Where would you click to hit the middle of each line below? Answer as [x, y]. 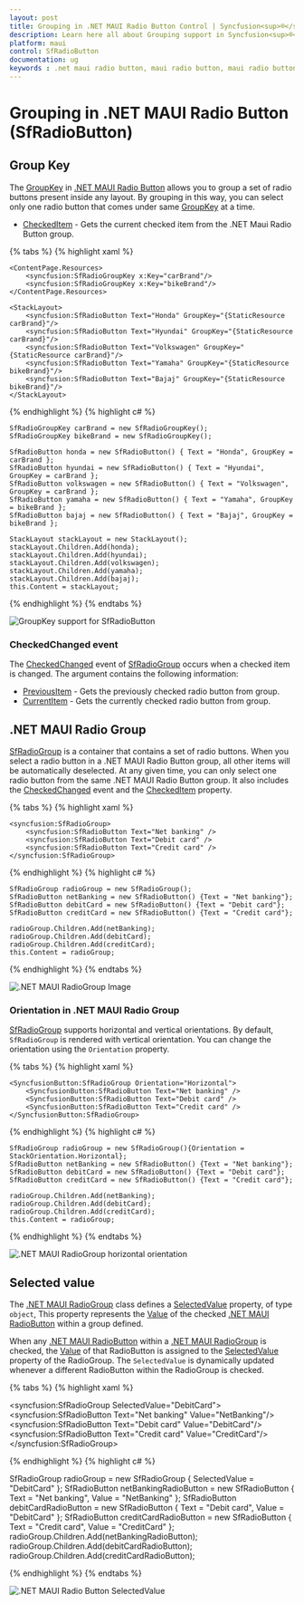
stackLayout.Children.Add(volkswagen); [85, 562]
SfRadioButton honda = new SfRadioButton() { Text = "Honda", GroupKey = [152, 452]
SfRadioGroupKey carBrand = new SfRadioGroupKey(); [109, 428]
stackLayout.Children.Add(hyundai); [78, 555]
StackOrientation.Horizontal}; [68, 1157]
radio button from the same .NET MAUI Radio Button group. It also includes [149, 780]
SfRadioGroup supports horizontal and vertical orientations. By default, [142, 1030]
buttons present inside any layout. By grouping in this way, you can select [147, 197]
